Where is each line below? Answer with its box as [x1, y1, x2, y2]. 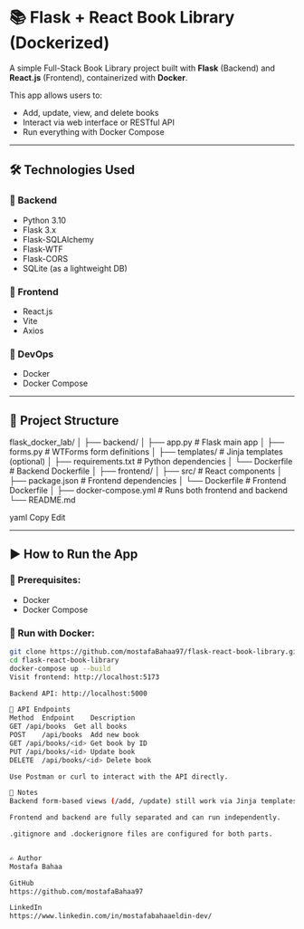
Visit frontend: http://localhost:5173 [9, 672, 160, 682]
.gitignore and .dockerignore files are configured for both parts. [9, 829, 273, 838]
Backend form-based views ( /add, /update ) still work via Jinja [9, 797, 257, 806]
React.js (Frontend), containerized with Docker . [9, 72, 188, 82]
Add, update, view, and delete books [22, 107, 159, 118]
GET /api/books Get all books [9, 722, 128, 732]
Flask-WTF [22, 244, 63, 254]
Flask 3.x [22, 224, 57, 235]
